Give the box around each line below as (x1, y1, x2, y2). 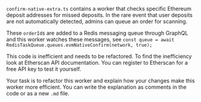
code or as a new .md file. (6, 90, 69, 97)
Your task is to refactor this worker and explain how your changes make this (6, 77, 195, 84)
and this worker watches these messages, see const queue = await (6, 36, 174, 43)
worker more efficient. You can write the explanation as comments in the (6, 83, 187, 91)
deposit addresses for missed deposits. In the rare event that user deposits (6, 11, 193, 19)
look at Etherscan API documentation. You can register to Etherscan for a (6, 59, 188, 66)
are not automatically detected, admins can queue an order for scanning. (6, 18, 188, 25)
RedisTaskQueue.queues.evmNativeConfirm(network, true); (6, 42, 153, 48)
